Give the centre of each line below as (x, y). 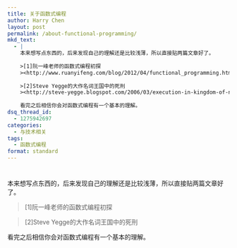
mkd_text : (22, 40)
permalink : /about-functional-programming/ (72, 33)
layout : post (26, 27)
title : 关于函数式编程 (37, 14)
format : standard (33, 151)
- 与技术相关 (30, 132)
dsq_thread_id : (30, 112)
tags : (15, 138)
